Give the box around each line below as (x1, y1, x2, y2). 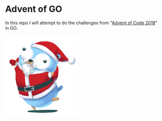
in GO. (5, 25, 18, 31)
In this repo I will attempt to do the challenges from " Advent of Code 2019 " (5, 20, 158, 26)
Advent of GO (5, 3, 63, 15)
